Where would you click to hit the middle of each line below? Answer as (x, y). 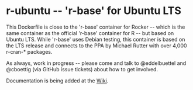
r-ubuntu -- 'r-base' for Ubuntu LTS (94, 11)
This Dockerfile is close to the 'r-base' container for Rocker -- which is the (96, 27)
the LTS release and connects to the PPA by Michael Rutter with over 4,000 (96, 46)
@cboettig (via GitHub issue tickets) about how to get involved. (82, 69)
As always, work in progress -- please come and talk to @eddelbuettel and (96, 63)
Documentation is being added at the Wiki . (57, 81)
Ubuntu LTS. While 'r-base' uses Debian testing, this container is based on (96, 39)
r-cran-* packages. (29, 51)
